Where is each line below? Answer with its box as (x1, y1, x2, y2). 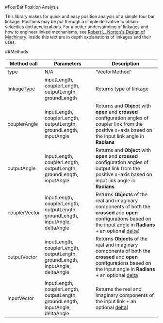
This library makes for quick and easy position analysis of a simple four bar (5, 14, 155, 19)
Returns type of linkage (95, 85, 149, 92)
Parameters (54, 60, 81, 67)
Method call (9, 60, 38, 67)
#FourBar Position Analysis (5, 4, 59, 10)
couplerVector (7, 209, 40, 216)
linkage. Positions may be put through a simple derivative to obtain (5, 19, 138, 24)
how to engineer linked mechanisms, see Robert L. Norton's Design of (5, 29, 146, 34)
